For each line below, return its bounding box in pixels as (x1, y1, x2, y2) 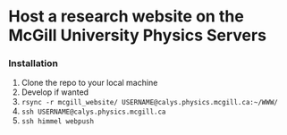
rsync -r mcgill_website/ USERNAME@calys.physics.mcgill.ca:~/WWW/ (21, 98, 278, 107)
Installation (8, 57, 59, 70)
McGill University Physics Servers (8, 25, 267, 46)
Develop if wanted (21, 87, 89, 97)
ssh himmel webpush (21, 117, 95, 126)
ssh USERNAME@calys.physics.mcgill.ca (21, 107, 166, 117)
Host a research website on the (8, 6, 245, 27)
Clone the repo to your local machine (21, 78, 158, 89)
